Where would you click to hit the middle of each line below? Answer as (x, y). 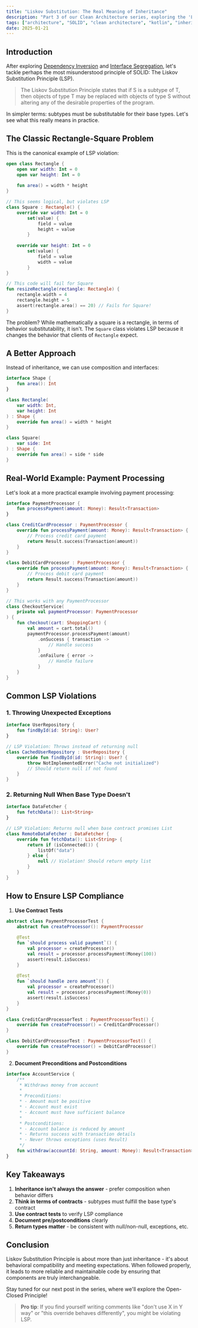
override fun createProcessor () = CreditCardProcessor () (88, 1025)
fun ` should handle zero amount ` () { (63, 981)
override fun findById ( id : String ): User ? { (72, 757)
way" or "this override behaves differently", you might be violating (100, 1313)
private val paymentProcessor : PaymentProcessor (77, 612)
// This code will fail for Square (50, 284)
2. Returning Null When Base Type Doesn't (68, 795)
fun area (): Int (37, 384)
